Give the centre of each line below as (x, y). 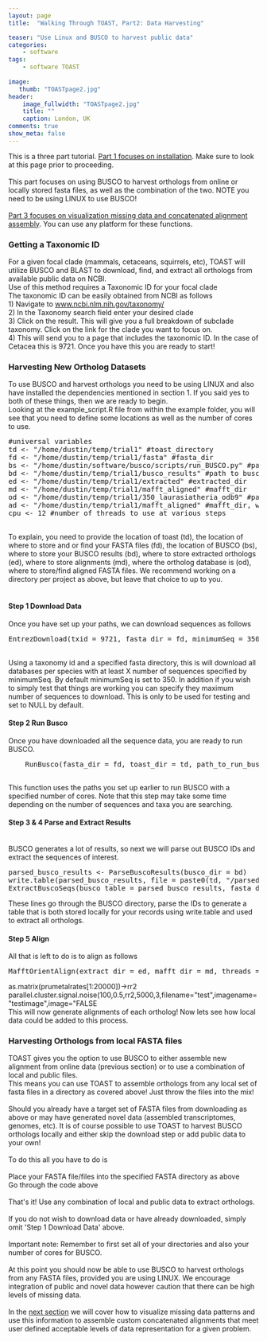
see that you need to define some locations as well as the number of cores (130, 418)
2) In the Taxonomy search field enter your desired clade (101, 313)
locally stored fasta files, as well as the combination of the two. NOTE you (129, 190)
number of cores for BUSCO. (55, 1253)
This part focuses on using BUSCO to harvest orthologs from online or (123, 181)
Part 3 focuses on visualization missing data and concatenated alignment (128, 215)
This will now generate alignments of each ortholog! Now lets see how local (132, 1012)
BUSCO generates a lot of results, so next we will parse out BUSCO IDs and (132, 848)
